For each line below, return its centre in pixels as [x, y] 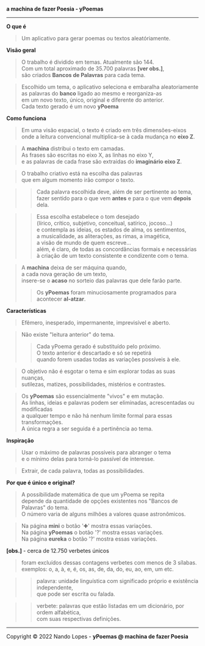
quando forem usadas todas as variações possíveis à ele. [109, 359]
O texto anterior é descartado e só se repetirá [94, 353]
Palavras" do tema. [45, 507]
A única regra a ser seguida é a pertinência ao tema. [87, 429]
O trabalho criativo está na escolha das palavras [82, 173]
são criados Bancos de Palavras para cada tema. [83, 75]
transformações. [42, 422]
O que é [16, 26]
